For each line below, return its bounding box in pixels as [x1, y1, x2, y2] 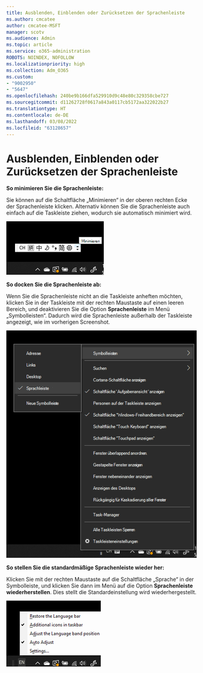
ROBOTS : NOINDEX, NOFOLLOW [6, 55, 74, 61]
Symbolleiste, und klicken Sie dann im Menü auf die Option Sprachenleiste [6, 582, 193, 589]
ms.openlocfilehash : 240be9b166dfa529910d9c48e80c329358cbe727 [6, 93, 169, 99]
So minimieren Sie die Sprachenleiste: [6, 185, 104, 192]
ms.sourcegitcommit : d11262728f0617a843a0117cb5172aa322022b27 [6, 99, 169, 105]
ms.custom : [6, 73, 34, 80]
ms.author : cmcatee [6, 16, 56, 22]
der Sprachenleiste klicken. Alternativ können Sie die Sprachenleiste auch [6, 203, 190, 210]
